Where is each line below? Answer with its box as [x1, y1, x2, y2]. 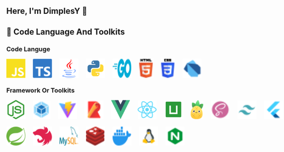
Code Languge [6, 45, 50, 53]
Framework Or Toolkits [6, 86, 75, 94]
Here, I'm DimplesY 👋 [6, 6, 88, 16]
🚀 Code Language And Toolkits [6, 27, 126, 37]
